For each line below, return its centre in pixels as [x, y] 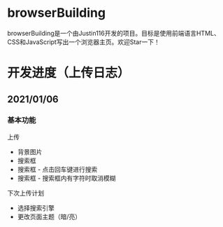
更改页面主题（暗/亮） [49, 216]
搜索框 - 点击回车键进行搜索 [57, 169]
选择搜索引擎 [36, 207]
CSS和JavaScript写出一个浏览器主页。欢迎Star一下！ [84, 42]
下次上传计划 [26, 193]
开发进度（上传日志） [69, 73]
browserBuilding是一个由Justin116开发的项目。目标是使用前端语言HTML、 [114, 33]
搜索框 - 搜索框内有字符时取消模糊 [67, 178]
